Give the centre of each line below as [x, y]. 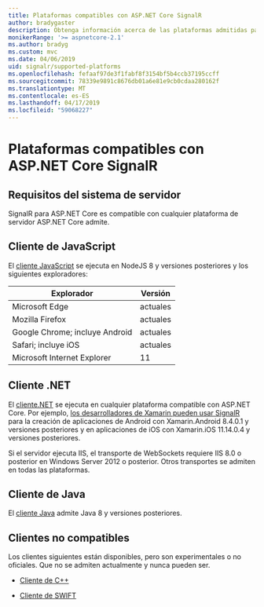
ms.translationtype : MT [47, 88]
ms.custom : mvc [33, 52]
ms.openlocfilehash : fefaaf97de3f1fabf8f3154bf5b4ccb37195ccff [114, 74]
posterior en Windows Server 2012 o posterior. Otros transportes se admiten [132, 461]
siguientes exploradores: [48, 274]
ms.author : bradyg [38, 45]
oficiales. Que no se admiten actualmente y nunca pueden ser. [109, 565]
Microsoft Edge [40, 306]
